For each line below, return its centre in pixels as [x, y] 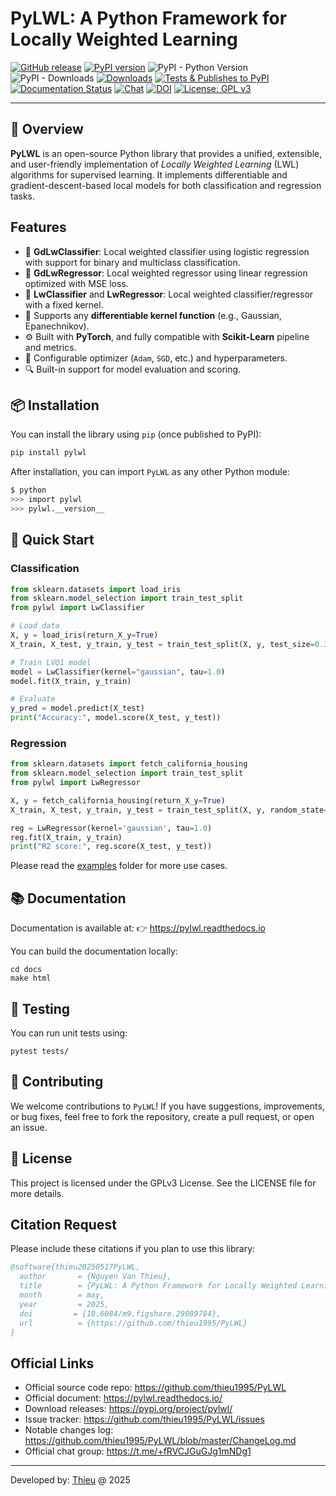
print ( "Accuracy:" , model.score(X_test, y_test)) [116, 718]
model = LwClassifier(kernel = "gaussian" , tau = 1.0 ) [118, 672]
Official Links [52, 1363]
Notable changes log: [69, 1430]
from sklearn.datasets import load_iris [96, 589]
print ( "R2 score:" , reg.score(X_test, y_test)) [111, 847]
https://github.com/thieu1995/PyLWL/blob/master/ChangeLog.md [160, 1441]
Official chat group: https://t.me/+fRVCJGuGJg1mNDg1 [138, 1451]
